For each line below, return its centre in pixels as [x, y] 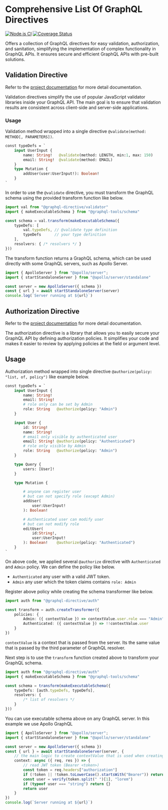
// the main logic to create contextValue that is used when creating [89, 756]
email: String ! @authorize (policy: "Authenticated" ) [79, 441]
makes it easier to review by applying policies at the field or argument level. [83, 343]
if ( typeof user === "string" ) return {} [67, 784]
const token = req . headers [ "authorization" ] [70, 770]
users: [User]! [39, 469]
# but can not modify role [51, 524]
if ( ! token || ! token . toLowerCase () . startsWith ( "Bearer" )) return [94, 774]
